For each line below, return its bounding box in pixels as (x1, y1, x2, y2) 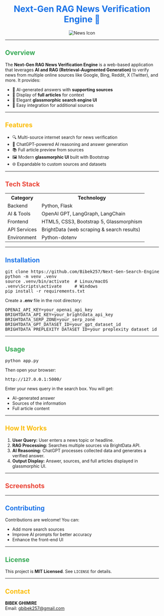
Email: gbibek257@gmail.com (5, 605, 65, 611)
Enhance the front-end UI (12, 537, 63, 543)
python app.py (5, 358, 39, 363)
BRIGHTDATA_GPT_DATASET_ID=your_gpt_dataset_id (5, 322, 121, 328)
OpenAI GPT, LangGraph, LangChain (41, 210, 125, 217)
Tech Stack (5, 180, 40, 188)
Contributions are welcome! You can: (5, 517, 80, 523)
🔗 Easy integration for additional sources (12, 102, 94, 108)
